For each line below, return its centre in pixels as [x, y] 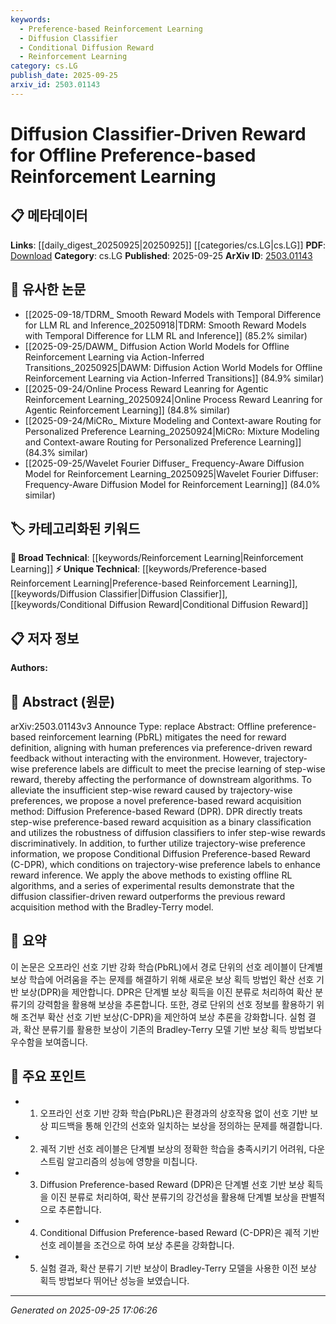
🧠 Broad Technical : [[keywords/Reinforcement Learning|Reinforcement [157, 558]
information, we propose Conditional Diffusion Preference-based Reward [160, 854]
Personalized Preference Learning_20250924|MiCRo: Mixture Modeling [172, 431]
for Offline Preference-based [133, 155]
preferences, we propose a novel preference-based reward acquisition [156, 800]
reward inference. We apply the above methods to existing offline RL [151, 875]
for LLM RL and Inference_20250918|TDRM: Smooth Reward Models [165, 325]
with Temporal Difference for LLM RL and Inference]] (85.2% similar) [166, 335]
